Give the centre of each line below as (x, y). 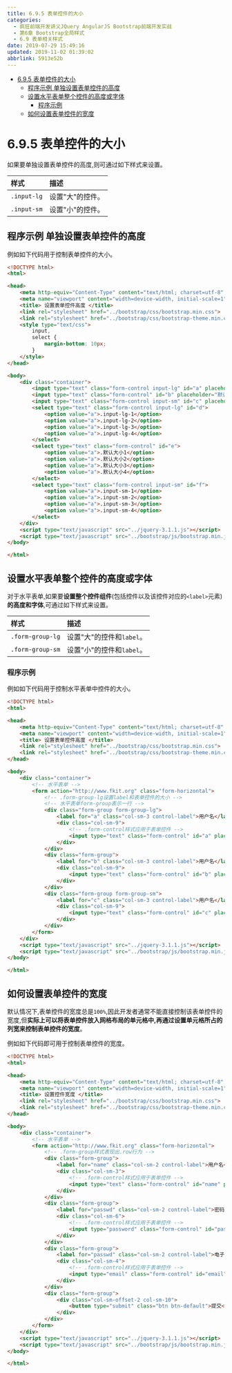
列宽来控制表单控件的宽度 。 (47, 1029)
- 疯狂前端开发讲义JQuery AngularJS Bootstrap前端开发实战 (93, 26)
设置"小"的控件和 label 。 (107, 650)
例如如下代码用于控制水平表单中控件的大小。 (71, 689)
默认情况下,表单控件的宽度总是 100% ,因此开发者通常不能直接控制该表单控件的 (115, 1012)
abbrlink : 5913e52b (35, 59)
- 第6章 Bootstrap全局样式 (49, 33)
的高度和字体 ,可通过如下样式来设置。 (60, 604)
